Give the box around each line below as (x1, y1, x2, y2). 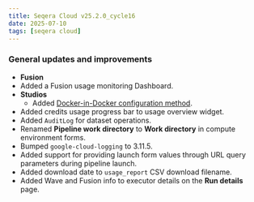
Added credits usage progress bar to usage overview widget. (19, 106, 225, 116)
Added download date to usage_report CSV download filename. (19, 167, 232, 177)
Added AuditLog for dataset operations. (19, 115, 152, 125)
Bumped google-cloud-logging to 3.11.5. (19, 141, 153, 151)
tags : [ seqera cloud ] (8, 27, 82, 35)
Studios (19, 89, 47, 99)
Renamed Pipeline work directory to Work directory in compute (19, 123, 236, 134)
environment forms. (19, 132, 87, 142)
